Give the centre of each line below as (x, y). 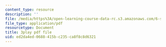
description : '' (22, 14)
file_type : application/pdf (34, 23)
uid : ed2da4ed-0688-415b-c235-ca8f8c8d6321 (51, 37)
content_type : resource (30, 10)
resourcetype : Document (30, 28)
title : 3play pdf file (28, 32)
